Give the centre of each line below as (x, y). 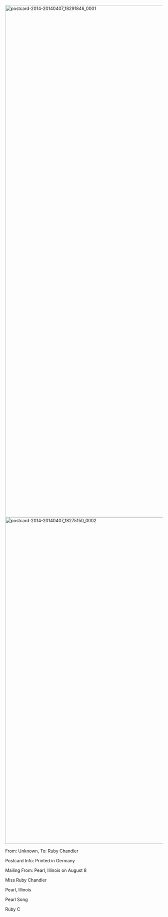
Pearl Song (17, 899)
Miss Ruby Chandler (26, 880)
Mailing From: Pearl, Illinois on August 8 (46, 870)
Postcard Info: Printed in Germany (40, 861)
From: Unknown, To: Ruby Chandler (42, 851)
